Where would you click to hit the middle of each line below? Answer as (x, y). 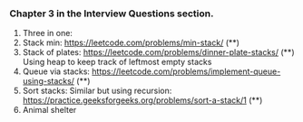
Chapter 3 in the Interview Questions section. (112, 14)
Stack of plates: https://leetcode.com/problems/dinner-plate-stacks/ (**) (158, 52)
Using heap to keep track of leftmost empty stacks (117, 62)
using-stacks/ (49, 81)
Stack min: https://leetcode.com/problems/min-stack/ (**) (131, 42)
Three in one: (47, 33)
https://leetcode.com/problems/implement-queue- (186, 71)
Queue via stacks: (56, 71)
